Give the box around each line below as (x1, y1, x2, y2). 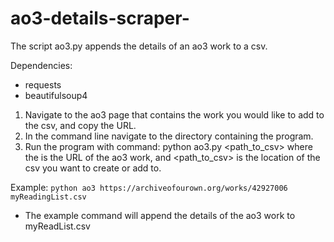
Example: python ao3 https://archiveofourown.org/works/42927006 (10, 181, 288, 193)
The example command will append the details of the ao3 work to (24, 209, 296, 221)
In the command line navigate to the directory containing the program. (24, 130, 314, 142)
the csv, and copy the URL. (24, 119, 137, 131)
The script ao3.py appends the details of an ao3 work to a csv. (10, 40, 268, 52)
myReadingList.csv (10, 192, 87, 202)
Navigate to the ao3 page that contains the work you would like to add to (24, 108, 325, 121)
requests (24, 78, 62, 91)
